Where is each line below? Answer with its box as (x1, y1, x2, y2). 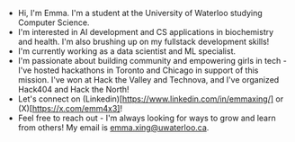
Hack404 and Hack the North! (17, 84, 130, 94)
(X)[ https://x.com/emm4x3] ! (17, 103, 123, 113)
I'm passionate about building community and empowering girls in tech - (17, 56, 288, 66)
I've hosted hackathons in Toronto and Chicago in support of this (17, 65, 259, 75)
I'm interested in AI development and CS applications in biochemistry (17, 27, 274, 37)
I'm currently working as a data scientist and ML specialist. (17, 46, 237, 57)
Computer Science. (17, 17, 90, 28)
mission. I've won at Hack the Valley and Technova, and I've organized (17, 75, 280, 84)
